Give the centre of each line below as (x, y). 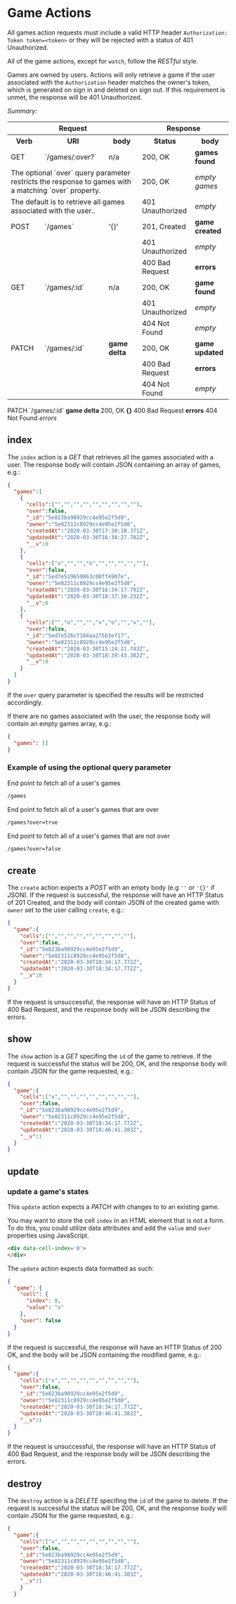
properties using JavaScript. (48, 1235)
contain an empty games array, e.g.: (60, 723)
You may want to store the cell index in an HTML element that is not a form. (116, 1220)
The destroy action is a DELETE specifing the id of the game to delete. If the (118, 1501)
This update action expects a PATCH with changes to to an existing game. (113, 1207)
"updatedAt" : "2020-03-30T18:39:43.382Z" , (87, 655)
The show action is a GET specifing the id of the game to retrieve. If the (110, 1056)
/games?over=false (34, 849)
